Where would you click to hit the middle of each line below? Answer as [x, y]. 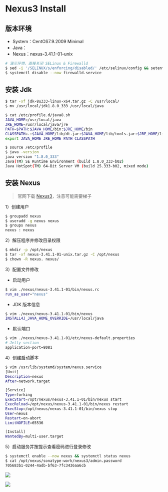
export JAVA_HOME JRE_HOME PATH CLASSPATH [50, 138]
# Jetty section [22, 343]
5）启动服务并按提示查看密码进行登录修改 [48, 447]
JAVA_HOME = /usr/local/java [33, 120]
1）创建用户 [17, 206]
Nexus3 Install [36, 9]
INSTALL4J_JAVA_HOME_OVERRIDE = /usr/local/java [54, 319]
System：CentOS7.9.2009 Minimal [48, 41]
